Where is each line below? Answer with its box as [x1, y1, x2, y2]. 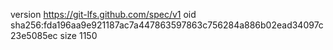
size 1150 [59, 30, 98, 41]
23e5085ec [10, 30, 58, 41]
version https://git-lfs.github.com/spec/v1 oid [10, 9, 197, 20]
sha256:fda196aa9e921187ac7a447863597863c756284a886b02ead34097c [10, 19, 324, 31]
